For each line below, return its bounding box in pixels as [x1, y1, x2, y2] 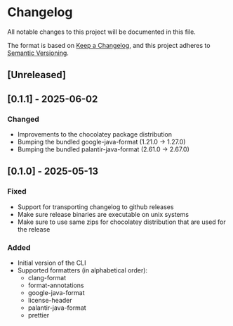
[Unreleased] [7, 69, 67, 81]
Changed [7, 114, 40, 124]
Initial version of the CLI [17, 258, 86, 267]
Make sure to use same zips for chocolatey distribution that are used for [17, 218, 226, 226]
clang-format [27, 274, 67, 282]
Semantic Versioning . [7, 49, 69, 57]
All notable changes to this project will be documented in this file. [7, 27, 197, 36]
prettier [27, 311, 50, 319]
